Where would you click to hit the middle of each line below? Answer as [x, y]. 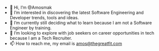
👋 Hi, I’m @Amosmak [31, 7]
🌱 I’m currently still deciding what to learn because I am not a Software [81, 23]
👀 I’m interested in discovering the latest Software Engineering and [77, 13]
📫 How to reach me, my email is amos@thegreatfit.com [66, 44]
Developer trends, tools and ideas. [44, 18]
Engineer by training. [31, 28]
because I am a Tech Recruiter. [41, 38]
